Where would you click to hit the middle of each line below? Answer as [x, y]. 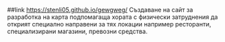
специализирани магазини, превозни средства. [77, 31]
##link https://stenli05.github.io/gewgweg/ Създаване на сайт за [100, 10]
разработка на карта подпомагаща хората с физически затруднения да [112, 17]
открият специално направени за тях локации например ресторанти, [109, 24]
